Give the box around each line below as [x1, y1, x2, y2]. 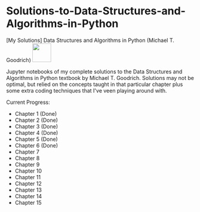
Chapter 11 [14, 173, 41, 180]
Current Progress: [6, 99, 50, 106]
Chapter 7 [14, 148, 40, 155]
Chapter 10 [14, 167, 42, 174]
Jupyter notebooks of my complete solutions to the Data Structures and [6, 67, 183, 75]
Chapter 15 [14, 199, 42, 206]
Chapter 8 [14, 154, 40, 162]
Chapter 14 [14, 192, 42, 199]
